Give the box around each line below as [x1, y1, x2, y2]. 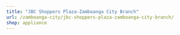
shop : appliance [6, 20, 47, 26]
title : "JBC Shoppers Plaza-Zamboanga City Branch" [6, 8, 139, 15]
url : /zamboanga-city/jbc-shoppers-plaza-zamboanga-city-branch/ [6, 14, 174, 20]
